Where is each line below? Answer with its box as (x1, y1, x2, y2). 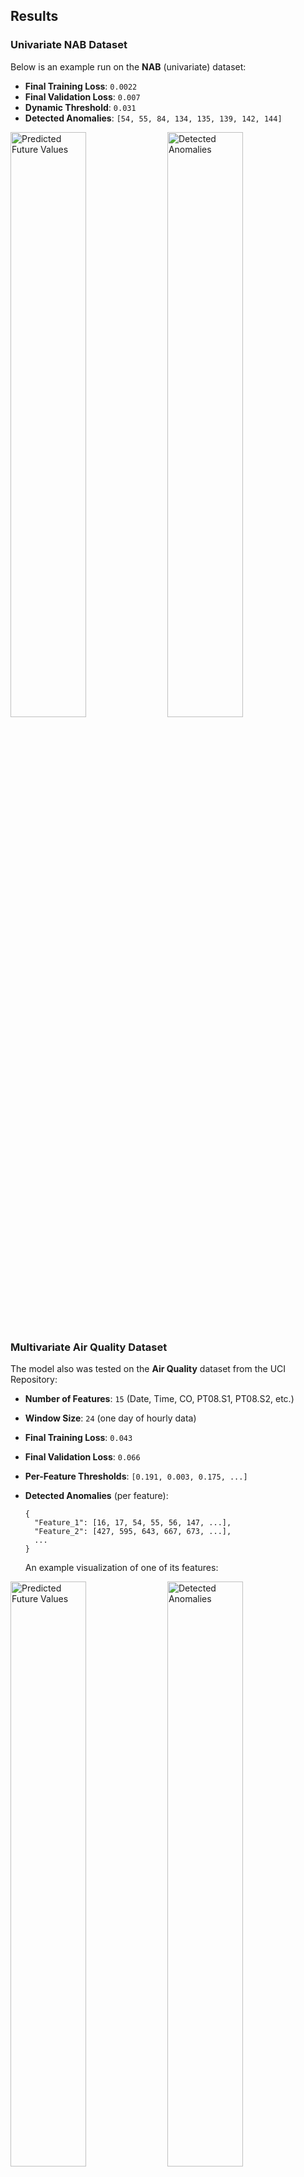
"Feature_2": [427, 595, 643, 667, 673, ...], (34, 1526, 232, 1536)
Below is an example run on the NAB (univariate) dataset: (10, 60, 247, 73)
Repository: (10, 1373, 58, 1385)
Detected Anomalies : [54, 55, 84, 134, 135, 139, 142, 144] (24, 112, 283, 124)
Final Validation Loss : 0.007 (24, 90, 141, 103)
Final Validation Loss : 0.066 (24, 1450, 141, 1463)
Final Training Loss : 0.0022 (24, 80, 138, 92)
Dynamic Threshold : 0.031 (24, 101, 137, 113)
